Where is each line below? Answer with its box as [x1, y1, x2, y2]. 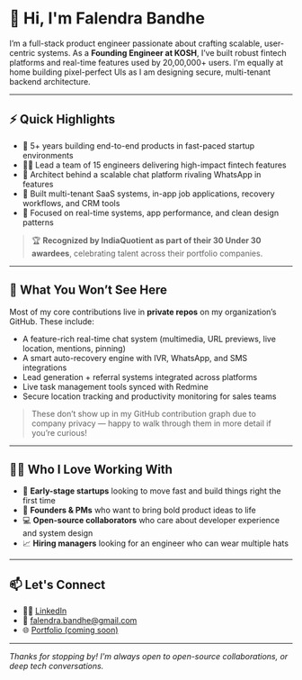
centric [9, 47, 36, 58]
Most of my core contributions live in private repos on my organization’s [9, 306, 277, 317]
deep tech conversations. [9, 661, 104, 672]
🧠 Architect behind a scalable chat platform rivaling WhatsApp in [22, 168, 262, 179]
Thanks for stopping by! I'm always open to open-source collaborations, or [9, 651, 289, 662]
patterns [22, 216, 54, 228]
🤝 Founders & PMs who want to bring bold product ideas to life [22, 504, 256, 516]
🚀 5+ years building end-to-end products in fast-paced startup [22, 140, 255, 151]
